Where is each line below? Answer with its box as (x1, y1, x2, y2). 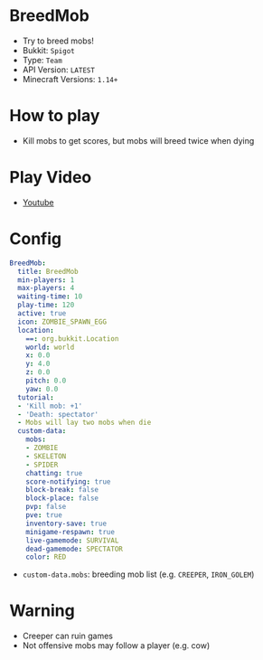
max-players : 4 (17, 284, 75, 293)
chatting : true (25, 468, 83, 477)
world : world (25, 343, 75, 352)
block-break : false (25, 486, 99, 495)
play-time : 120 (17, 300, 75, 310)
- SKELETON (25, 451, 67, 461)
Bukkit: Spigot (22, 44, 75, 55)
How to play (9, 106, 100, 127)
